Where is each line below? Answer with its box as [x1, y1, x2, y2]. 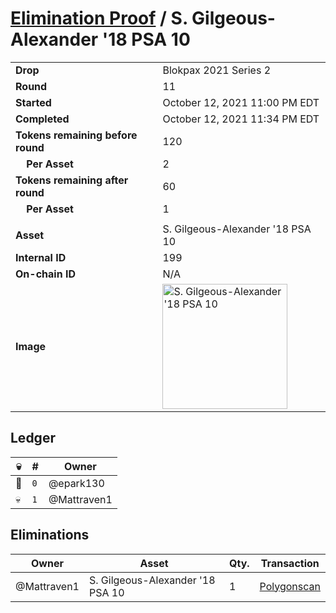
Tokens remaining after [15, 173, 129, 187]
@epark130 [48, 476, 105, 490]
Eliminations [10, 527, 90, 544]
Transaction [260, 556, 320, 570]
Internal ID [15, 250, 67, 264]
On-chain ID [15, 267, 76, 281]
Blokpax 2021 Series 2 [162, 63, 272, 77]
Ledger [10, 430, 56, 447]
